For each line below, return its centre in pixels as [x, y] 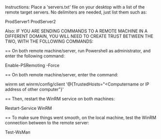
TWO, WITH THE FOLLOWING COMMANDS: [49, 41]
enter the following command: [35, 56]
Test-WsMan [18, 132]
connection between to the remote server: [47, 123]
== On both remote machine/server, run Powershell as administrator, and [78, 51]
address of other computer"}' [34, 89]
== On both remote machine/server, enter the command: [62, 75]
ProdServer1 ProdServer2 [31, 22]
